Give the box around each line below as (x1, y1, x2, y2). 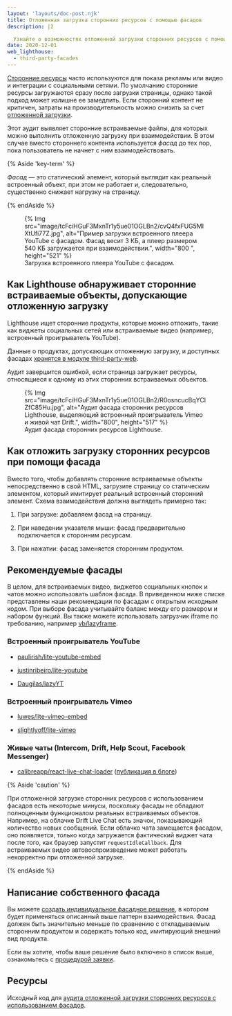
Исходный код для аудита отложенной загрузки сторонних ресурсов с (7, 993, 216, 1001)
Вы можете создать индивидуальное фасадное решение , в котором (7, 905, 209, 913)
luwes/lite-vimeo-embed (17, 712, 88, 720)
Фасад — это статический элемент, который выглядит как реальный (7, 172, 211, 181)
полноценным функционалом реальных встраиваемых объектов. (7, 809, 201, 817)
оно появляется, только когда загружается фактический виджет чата (7, 831, 213, 839)
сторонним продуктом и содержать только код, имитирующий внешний (7, 927, 221, 936)
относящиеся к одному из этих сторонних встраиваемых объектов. (7, 375, 209, 383)
